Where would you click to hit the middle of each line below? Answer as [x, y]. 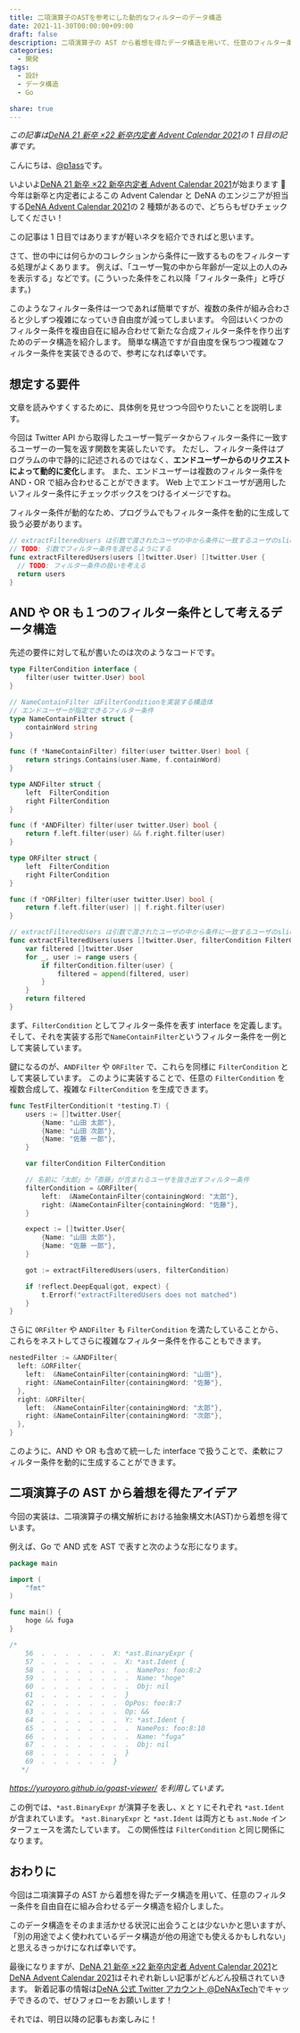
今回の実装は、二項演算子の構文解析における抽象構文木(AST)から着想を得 [145, 1516]
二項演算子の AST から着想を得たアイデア [124, 1493]
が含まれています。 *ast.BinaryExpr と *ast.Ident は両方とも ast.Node [139, 1818]
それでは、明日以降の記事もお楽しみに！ [83, 2019]
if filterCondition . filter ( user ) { [108, 965]
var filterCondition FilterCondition [96, 1164]
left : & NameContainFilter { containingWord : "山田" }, [124, 1374]
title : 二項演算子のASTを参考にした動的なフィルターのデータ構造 [116, 17]
